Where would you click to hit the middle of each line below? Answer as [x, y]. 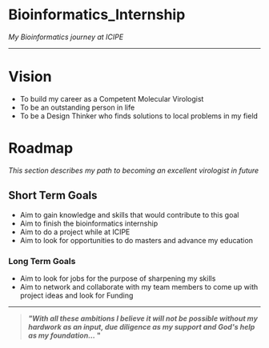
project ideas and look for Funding [76, 295]
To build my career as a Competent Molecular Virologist [112, 98]
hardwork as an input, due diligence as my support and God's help [141, 326]
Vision [30, 77]
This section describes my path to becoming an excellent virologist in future [134, 170]
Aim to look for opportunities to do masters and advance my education [137, 240]
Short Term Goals [53, 196]
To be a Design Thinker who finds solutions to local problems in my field [139, 116]
